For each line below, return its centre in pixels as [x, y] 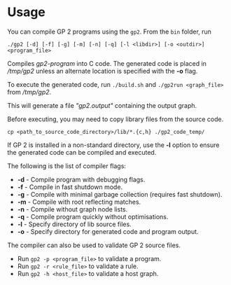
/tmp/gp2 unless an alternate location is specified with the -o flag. [103, 71]
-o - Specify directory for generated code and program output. [108, 231]
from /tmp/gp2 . [29, 92]
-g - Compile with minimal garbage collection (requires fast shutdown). [120, 194]
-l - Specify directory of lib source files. [74, 224]
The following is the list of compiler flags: [66, 166]
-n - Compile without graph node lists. [72, 209]
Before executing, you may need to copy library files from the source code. [115, 119]
